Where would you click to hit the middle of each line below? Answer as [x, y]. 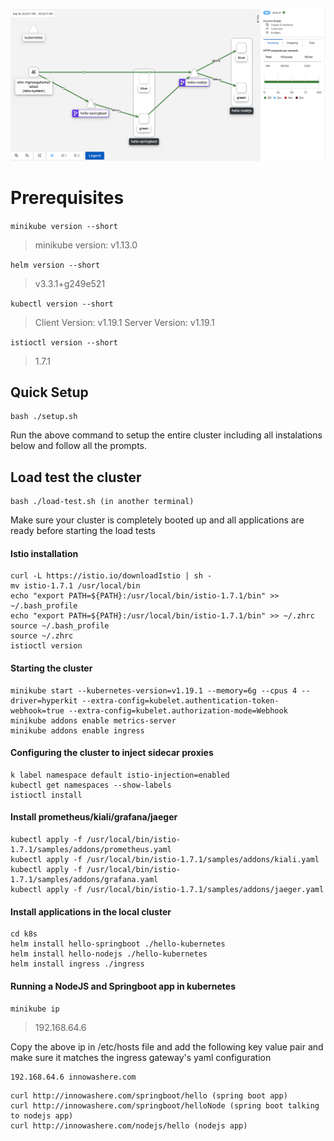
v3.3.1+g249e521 [70, 283]
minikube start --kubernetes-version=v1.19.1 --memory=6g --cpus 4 [154, 690]
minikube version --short [64, 226]
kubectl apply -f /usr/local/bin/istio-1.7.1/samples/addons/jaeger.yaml [167, 890]
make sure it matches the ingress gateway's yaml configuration [141, 1058]
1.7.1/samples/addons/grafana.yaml [84, 880]
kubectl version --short [62, 304]
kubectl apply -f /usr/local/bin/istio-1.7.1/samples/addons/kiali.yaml [165, 860]
